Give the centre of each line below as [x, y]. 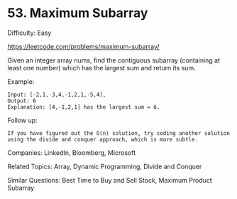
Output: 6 [22, 101]
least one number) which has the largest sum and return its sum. [102, 68]
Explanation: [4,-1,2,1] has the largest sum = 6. [84, 107]
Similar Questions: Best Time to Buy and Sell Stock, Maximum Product [110, 180]
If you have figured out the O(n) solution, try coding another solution [119, 133]
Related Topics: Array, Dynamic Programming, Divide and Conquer [105, 166]
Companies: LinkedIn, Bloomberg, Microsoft [72, 152]
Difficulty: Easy [29, 33]
